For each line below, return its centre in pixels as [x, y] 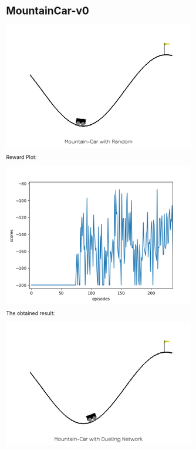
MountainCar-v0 [48, 11]
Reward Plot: [21, 157]
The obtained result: [31, 313]
